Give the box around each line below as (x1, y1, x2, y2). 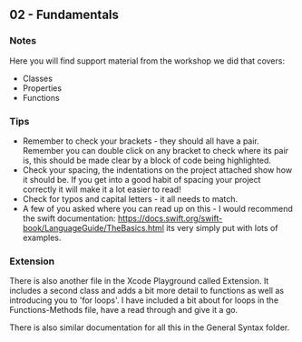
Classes (22, 73, 53, 84)
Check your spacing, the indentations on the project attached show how (22, 164, 293, 176)
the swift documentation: (22, 213, 116, 224)
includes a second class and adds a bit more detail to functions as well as (9, 286, 284, 297)
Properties (22, 82, 62, 94)
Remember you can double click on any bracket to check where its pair (22, 145, 288, 156)
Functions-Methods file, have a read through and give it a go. (9, 305, 239, 316)
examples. (22, 232, 62, 243)
